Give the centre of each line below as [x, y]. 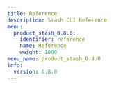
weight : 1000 [39, 53]
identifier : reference [52, 40]
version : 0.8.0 [35, 71]
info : [15, 65]
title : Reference [32, 14]
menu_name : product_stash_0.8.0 [54, 59]
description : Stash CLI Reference [57, 20]
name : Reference [43, 46]
